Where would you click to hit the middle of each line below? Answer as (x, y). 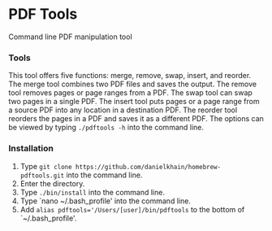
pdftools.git (42, 176)
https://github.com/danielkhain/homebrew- (149, 167)
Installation (31, 149)
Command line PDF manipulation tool (70, 37)
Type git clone (46, 166)
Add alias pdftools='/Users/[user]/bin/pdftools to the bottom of (132, 209)
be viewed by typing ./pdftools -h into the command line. (106, 128)
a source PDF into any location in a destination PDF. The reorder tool (123, 110)
